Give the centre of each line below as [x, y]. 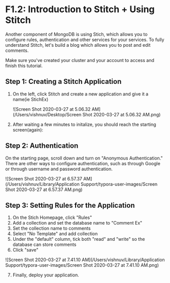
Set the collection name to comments [52, 228]
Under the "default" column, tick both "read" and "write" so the [79, 239]
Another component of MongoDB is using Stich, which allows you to [77, 34]
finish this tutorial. [24, 66]
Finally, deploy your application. [46, 275]
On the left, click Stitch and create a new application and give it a [80, 94]
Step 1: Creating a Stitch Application [63, 82]
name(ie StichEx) [30, 99]
